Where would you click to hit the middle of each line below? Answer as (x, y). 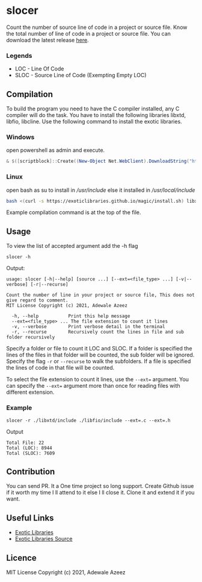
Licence (22, 558)
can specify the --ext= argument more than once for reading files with (93, 386)
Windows (20, 137)
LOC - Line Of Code (39, 69)
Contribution (31, 471)
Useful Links (30, 518)
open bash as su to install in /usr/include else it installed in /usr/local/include (101, 190)
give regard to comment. (37, 300)
